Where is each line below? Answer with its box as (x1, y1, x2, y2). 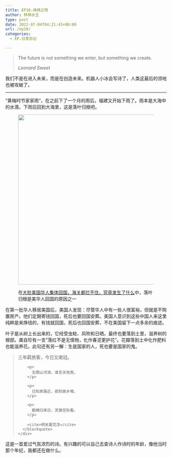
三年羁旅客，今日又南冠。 (17, 354, 72, 360)
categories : (5, 31, 31, 36)
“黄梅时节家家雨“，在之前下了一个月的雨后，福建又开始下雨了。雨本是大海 (5, 97, 162, 103)
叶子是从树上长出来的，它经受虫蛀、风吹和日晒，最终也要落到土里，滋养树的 (5, 330, 167, 336)
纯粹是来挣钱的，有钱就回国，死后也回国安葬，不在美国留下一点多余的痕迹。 (5, 319, 167, 326)
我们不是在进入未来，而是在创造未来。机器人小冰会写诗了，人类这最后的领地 (5, 75, 167, 81)
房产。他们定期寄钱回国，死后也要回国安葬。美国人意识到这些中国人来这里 (9, 313, 167, 319)
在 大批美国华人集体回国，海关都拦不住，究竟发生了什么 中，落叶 (18, 289, 153, 295)
